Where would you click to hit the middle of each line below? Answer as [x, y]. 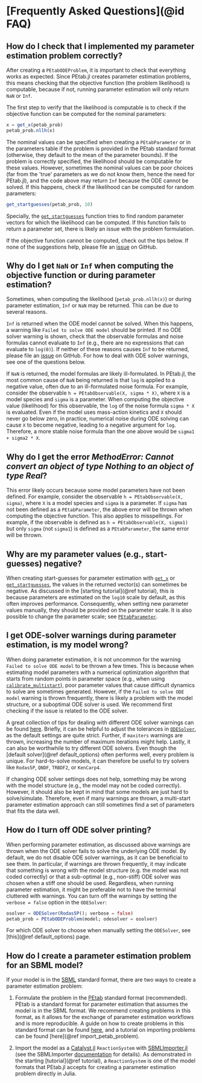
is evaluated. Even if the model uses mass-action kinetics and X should [94, 412]
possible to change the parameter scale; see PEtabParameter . [82, 617]
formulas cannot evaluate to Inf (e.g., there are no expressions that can [95, 343]
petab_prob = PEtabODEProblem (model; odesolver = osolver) [82, 919]
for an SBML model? [45, 965]
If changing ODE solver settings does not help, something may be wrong [96, 779]
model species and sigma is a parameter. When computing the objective [95, 399]
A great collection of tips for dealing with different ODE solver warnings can [100, 722]
